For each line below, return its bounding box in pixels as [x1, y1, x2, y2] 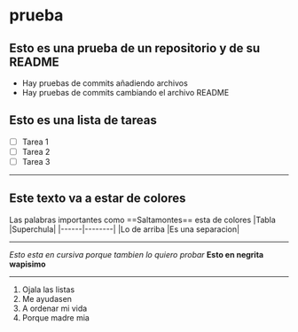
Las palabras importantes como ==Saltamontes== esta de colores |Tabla [9, 214, 277, 225]
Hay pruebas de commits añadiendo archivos [21, 78, 188, 89]
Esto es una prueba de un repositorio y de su [9, 41, 261, 56]
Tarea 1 [21, 136, 49, 147]
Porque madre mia [21, 312, 90, 323]
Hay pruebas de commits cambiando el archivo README [21, 88, 230, 97]
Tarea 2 [21, 146, 51, 157]
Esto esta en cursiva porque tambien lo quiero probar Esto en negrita [9, 249, 264, 259]
